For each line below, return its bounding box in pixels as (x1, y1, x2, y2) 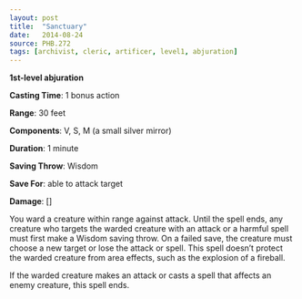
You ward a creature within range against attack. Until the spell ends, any (9, 213, 284, 224)
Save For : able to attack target (9, 179, 124, 190)
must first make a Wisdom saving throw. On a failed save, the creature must (9, 233, 293, 244)
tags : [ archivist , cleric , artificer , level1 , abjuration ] (9, 47, 238, 57)
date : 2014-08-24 (9, 30, 84, 39)
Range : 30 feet (9, 108, 66, 119)
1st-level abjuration (9, 72, 85, 83)
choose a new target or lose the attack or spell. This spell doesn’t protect (9, 242, 284, 253)
